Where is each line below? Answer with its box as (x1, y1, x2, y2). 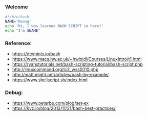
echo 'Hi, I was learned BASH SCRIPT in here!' (5, 23, 104, 29)
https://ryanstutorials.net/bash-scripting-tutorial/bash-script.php (12, 61, 143, 67)
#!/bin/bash (5, 15, 29, 20)
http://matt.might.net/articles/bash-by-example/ (12, 72, 109, 78)
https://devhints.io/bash (12, 51, 61, 57)
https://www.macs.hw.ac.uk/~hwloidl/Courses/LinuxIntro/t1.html (12, 56, 142, 62)
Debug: (5, 89, 23, 96)
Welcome (5, 3, 28, 10)
